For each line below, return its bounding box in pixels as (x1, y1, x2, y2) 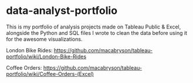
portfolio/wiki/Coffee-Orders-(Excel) (6, 70, 94, 77)
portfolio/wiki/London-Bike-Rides (6, 53, 87, 60)
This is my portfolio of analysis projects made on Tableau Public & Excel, (6, 23, 181, 30)
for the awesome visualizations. (6, 35, 83, 42)
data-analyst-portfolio (6, 4, 118, 17)
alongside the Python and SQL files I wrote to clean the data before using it (6, 29, 188, 36)
